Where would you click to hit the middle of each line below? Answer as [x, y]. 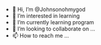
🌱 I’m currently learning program [53, 22]
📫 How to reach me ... [40, 36]
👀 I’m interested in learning [46, 16]
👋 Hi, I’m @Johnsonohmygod [49, 9]
